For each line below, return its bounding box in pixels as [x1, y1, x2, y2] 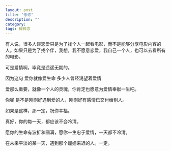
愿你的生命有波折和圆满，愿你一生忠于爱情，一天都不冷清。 [5, 129, 130, 135]
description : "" [5, 17, 40, 22]
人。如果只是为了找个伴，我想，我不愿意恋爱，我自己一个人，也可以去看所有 [5, 47, 166, 53]
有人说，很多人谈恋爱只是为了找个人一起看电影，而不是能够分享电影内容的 [5, 41, 161, 47]
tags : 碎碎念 [5, 26, 31, 32]
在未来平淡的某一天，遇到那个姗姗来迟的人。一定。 [5, 140, 112, 146]
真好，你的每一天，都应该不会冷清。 [5, 118, 81, 125]
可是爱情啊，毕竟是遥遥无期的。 [5, 65, 72, 71]
